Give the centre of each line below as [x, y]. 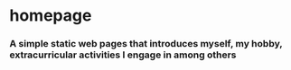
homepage [51, 16]
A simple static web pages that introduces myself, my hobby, [146, 44]
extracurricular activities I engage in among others [123, 55]
